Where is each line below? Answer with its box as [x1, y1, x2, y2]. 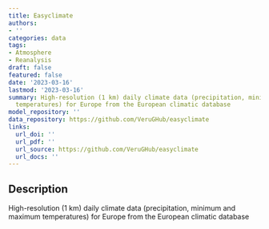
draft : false [8, 64, 52, 72]
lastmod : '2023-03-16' [8, 85, 84, 94]
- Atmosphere [8, 49, 52, 57]
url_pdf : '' [15, 137, 56, 146]
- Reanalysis [8, 57, 52, 65]
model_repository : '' [8, 109, 81, 116]
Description [8, 182, 68, 195]
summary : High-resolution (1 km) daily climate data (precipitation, [8, 93, 246, 101]
